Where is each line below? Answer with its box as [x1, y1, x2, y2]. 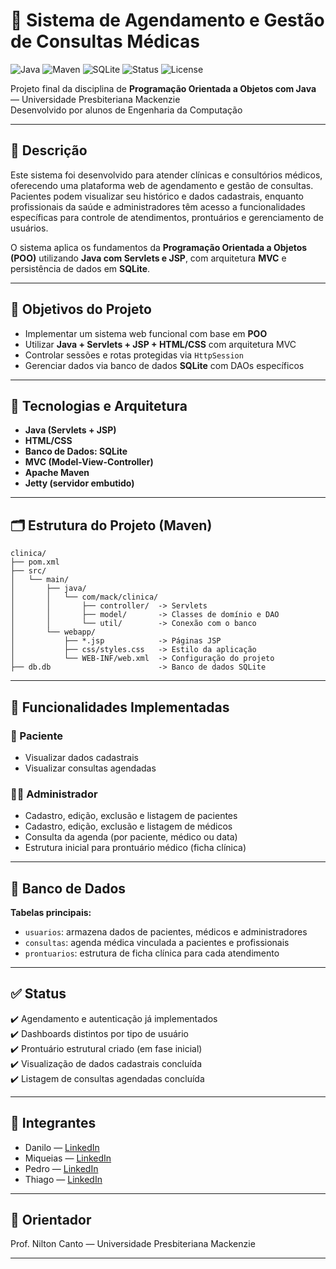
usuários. [10, 222, 49, 234]
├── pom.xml [10, 557, 60, 568]
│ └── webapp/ [10, 627, 97, 638]
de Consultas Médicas [10, 30, 201, 53]
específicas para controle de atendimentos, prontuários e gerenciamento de [10, 211, 324, 223]
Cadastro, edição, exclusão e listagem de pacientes [24, 810, 238, 822]
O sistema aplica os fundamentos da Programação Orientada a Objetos [10, 241, 308, 253]
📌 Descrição [10, 142, 88, 159]
